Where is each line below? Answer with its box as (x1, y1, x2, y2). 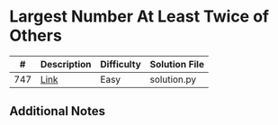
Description (40, 58, 92, 70)
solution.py (149, 73, 197, 85)
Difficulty (100, 58, 141, 70)
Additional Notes (9, 103, 106, 119)
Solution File (149, 58, 205, 70)
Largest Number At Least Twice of (9, 6, 270, 27)
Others (9, 25, 63, 46)
